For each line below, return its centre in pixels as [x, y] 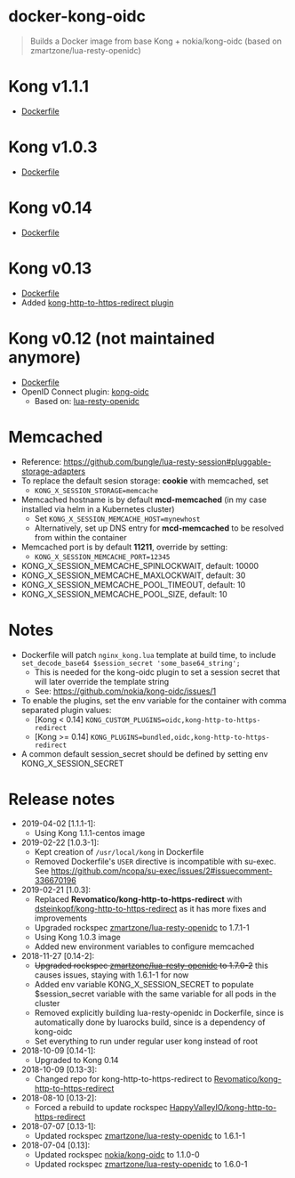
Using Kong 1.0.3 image [77, 938]
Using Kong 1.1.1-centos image [90, 833]
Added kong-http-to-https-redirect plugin [97, 302]
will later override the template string [102, 681]
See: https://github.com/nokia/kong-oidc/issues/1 [125, 691]
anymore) [45, 357]
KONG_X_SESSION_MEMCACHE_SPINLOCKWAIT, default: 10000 [140, 565]
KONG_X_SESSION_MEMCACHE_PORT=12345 [102, 557]
